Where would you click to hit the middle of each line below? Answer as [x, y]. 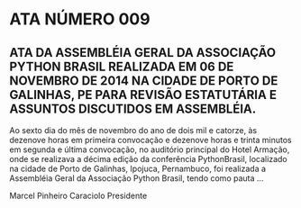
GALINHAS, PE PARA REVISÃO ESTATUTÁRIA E [143, 95]
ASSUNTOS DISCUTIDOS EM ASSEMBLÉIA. [133, 109]
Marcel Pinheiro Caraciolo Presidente [78, 195]
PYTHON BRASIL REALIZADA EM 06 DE [122, 66]
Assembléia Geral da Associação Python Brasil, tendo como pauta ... [137, 178]
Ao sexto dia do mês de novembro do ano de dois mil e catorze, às [133, 130]
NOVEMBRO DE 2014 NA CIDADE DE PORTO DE [144, 81]
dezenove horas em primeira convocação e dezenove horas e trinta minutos [150, 140]
